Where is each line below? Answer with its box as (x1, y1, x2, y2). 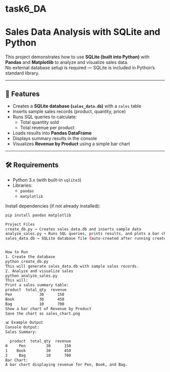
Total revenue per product (20, 124, 75, 130)
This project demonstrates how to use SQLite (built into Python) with (5, 54, 150, 60)
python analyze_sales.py (5, 273, 58, 278)
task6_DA (5, 3, 47, 15)
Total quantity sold (20, 119, 59, 125)
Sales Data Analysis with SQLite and (5, 26, 160, 38)
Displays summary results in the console (12, 135, 97, 141)
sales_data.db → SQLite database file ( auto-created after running (5, 236, 151, 241)
